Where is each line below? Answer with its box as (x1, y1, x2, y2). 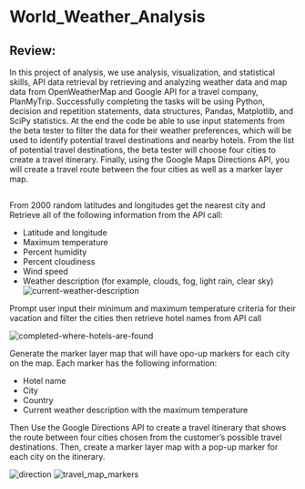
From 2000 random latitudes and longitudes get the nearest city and (9, 200, 266, 211)
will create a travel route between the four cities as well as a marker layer (9, 164, 284, 174)
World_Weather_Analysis (9, 6, 207, 27)
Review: (9, 43, 56, 58)
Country (22, 395, 54, 406)
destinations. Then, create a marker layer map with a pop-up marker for (9, 442, 279, 453)
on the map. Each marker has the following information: (9, 358, 218, 369)
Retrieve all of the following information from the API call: (9, 210, 223, 221)
